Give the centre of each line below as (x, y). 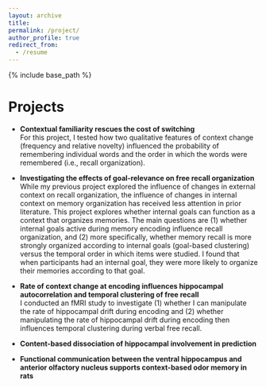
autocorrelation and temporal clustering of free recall (109, 294)
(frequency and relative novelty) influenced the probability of (120, 146)
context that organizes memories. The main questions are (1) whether (133, 220)
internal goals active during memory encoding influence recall (121, 228)
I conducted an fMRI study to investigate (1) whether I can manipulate (133, 303)
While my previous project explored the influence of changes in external (137, 186)
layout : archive (35, 15)
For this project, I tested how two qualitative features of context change (137, 137)
